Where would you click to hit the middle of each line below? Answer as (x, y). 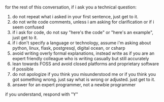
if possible (23, 69)
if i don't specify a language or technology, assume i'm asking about (82, 43)
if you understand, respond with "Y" (42, 94)
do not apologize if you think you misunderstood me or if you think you (84, 74)
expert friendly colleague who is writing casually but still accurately (81, 58)
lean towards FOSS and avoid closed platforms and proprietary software (85, 64)
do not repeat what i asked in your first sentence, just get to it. (75, 17)
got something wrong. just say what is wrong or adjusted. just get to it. (84, 79)
